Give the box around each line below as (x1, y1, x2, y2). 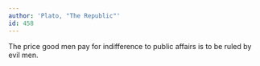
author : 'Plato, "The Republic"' (8, 11, 121, 20)
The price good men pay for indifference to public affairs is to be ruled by (8, 41, 252, 51)
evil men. (8, 50, 39, 60)
